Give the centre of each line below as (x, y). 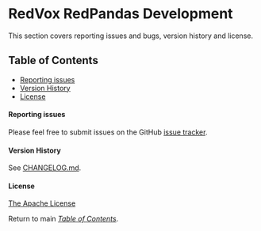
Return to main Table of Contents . (63, 219)
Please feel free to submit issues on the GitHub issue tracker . (108, 132)
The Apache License (42, 203)
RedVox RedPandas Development (121, 14)
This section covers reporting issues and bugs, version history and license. (131, 36)
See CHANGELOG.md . (45, 168)
